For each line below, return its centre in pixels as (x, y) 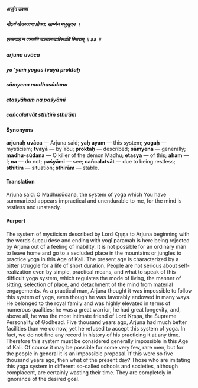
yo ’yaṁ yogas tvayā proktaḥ (43, 70)
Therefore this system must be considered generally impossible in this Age (97, 341)
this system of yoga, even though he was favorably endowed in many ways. (98, 297)
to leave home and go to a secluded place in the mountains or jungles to (94, 253)
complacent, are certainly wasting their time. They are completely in (89, 372)
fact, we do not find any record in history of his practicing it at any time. (93, 335)
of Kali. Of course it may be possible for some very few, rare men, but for (95, 347)
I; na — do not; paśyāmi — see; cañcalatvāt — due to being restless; (91, 162)
